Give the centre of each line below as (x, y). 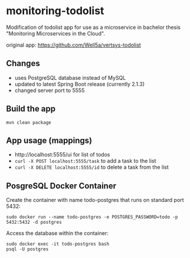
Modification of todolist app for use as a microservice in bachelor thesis (94, 27)
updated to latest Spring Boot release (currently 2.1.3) (80, 84)
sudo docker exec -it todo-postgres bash (58, 244)
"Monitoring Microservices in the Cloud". (55, 33)
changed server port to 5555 (50, 90)
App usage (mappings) (49, 140)
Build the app (31, 109)
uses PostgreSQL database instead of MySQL (70, 77)
